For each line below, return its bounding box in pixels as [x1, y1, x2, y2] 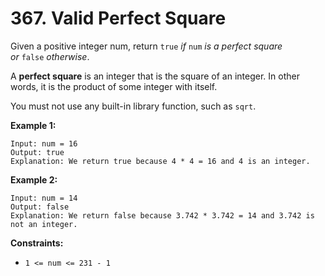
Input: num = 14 [10, 193, 78, 203]
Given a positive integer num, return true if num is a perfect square [10, 40, 283, 52]
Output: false [10, 202, 70, 212]
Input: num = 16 [10, 138, 78, 149]
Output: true [10, 147, 65, 157]
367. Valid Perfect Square [10, 7, 227, 30]
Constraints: [10, 237, 64, 249]
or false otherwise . [10, 50, 90, 62]
